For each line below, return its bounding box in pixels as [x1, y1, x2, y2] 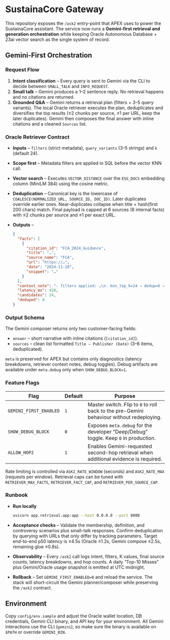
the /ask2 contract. [12, 584, 52, 590]
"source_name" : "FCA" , [26, 255, 74, 260]
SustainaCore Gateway [5, 4, 104, 15]
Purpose [114, 392, 136, 399]
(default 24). [12, 150, 39, 156]
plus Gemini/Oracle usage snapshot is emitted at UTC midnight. [12, 564, 145, 570]
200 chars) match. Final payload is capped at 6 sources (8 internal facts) [12, 206, 165, 212]
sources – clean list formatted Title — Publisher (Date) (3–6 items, [12, 340, 154, 347]
